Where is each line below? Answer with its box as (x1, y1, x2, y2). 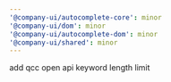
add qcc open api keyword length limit (9, 62, 150, 73)
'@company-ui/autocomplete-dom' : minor (9, 29, 158, 38)
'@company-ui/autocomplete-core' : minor (9, 12, 163, 22)
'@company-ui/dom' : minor (9, 21, 106, 30)
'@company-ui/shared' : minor (9, 37, 118, 47)
